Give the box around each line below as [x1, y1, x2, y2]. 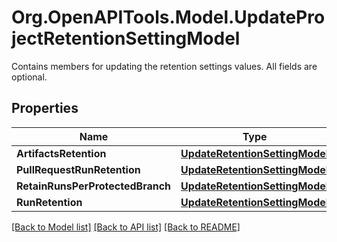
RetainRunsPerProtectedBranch [16, 179, 172, 193]
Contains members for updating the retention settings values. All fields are [11, 60, 318, 72]
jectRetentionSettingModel [11, 27, 241, 50]
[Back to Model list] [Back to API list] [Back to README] [11, 221, 241, 233]
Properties [11, 100, 79, 117]
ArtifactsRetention [16, 146, 107, 160]
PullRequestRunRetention [16, 162, 141, 176]
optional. [11, 71, 48, 83]
